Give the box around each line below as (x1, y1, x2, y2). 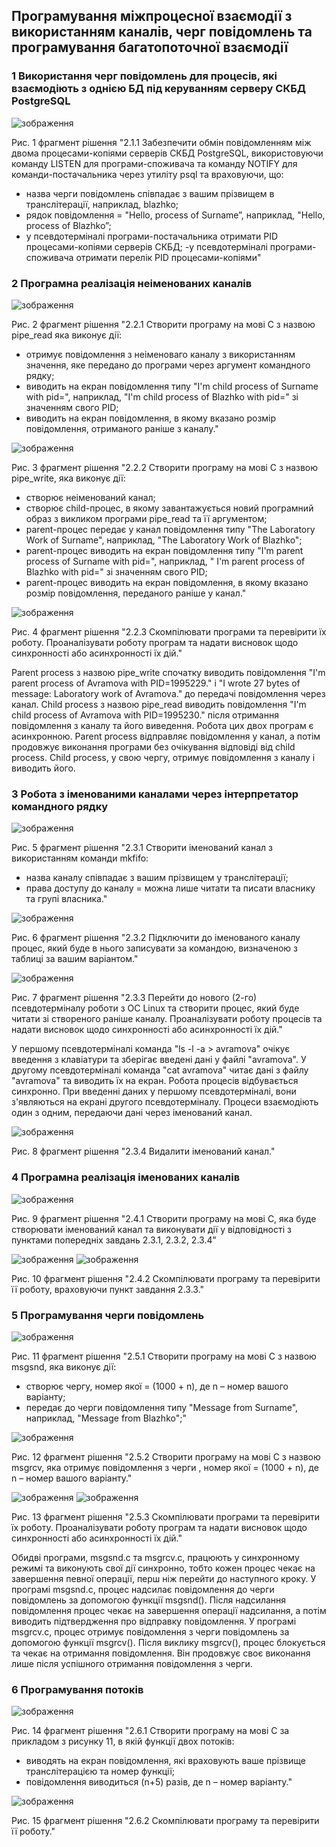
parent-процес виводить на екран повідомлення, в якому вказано (25, 576, 309, 588)
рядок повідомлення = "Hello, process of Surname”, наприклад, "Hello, (25, 209, 326, 221)
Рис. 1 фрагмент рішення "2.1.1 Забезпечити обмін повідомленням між (11, 136, 312, 148)
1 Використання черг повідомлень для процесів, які (11, 69, 278, 83)
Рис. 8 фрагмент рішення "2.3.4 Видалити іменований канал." (11, 1145, 276, 1158)
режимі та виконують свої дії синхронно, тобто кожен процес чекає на (11, 1562, 316, 1574)
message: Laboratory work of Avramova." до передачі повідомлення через (11, 687, 326, 699)
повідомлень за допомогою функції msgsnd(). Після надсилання (11, 1594, 287, 1606)
